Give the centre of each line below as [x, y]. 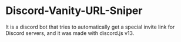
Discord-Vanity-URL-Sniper [74, 11]
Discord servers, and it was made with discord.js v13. [70, 33]
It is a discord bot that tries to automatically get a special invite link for [90, 27]
